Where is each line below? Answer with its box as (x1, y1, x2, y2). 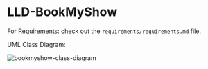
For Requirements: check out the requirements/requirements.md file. (7, 27, 201, 35)
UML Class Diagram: (7, 40, 66, 48)
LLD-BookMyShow (7, 4, 118, 20)
